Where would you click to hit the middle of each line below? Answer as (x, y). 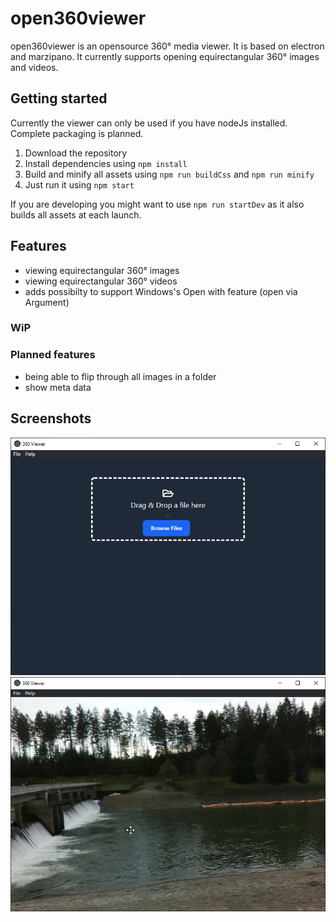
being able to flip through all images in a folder (120, 376)
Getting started (59, 98)
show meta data (58, 387)
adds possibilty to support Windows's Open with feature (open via (161, 291)
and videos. (34, 67)
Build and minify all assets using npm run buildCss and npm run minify (169, 174)
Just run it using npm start (79, 184)
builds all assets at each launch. (76, 214)
